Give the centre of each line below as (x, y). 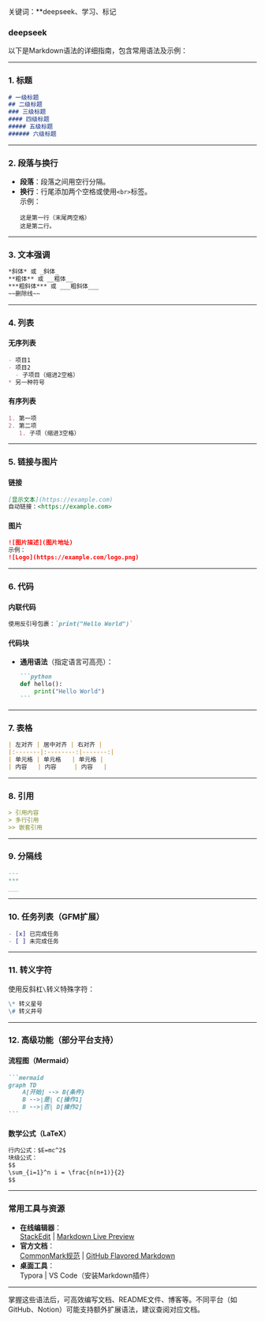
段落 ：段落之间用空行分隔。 (65, 182)
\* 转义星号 (26, 1004)
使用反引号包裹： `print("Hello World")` (71, 624)
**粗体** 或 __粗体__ (41, 279)
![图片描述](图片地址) (41, 543)
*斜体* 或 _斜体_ (34, 272)
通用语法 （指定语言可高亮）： (66, 662)
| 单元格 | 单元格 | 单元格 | (56, 759)
